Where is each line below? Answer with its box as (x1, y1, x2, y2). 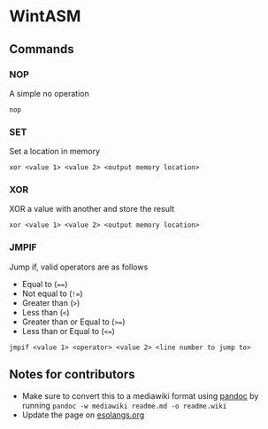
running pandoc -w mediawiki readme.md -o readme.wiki (21, 400, 227, 410)
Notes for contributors (9, 367, 135, 382)
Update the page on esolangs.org (21, 409, 145, 420)
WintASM (9, 6, 81, 27)
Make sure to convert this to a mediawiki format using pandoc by (21, 390, 259, 401)
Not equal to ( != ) (21, 288, 83, 299)
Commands (9, 42, 75, 57)
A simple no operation (9, 88, 90, 98)
